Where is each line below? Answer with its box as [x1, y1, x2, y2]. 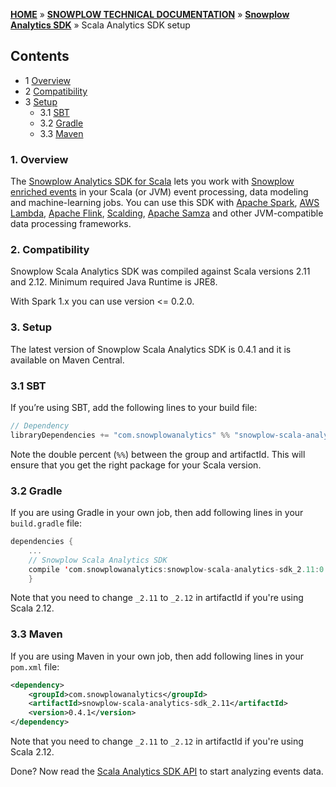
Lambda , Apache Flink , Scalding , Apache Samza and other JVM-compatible [10, 207, 324, 219]
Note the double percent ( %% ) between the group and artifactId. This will [10, 448, 306, 460]
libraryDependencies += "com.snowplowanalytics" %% [10, 430, 230, 440]
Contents [10, 48, 70, 65]
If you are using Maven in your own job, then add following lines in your [10, 650, 304, 662]
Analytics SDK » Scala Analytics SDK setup [10, 19, 191, 31]
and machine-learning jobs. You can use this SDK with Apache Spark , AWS [10, 197, 320, 209]
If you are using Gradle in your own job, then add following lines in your [10, 507, 304, 519]
